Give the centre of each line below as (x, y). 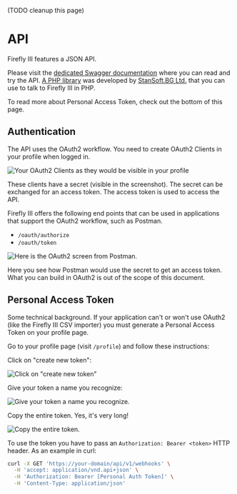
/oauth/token (37, 243)
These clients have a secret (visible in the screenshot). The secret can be (115, 184)
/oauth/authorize (44, 235)
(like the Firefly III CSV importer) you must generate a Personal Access (111, 325)
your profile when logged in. (49, 156)
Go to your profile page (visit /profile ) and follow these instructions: (109, 346)
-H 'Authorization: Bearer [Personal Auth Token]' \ (94, 477)
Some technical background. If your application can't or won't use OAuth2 (116, 317)
